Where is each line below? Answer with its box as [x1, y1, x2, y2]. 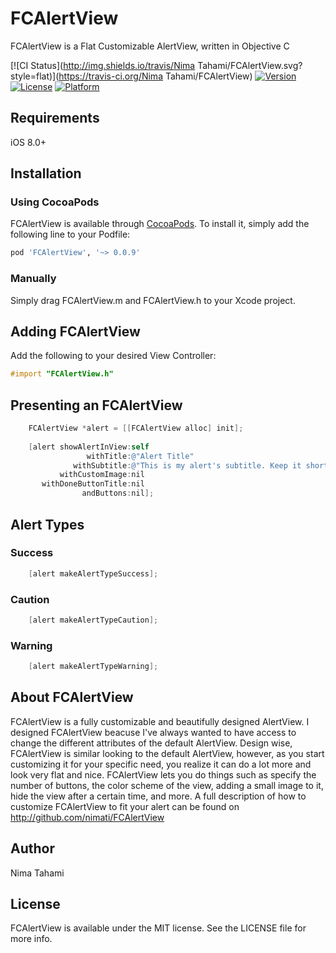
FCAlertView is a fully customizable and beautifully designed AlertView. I [10, 715, 310, 727]
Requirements [10, 110, 100, 127]
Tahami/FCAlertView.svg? [197, 59, 303, 71]
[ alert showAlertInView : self [28, 442, 150, 452]
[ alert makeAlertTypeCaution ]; [28, 615, 159, 625]
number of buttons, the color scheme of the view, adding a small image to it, [10, 779, 324, 791]
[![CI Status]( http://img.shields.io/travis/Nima [10, 59, 196, 71]
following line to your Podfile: [10, 228, 131, 241]
